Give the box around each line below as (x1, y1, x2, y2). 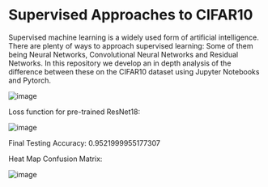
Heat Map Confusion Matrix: (8, 154, 103, 164)
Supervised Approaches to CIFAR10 (8, 6, 253, 24)
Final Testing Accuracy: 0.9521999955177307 (8, 138, 160, 147)
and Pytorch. (8, 75, 51, 85)
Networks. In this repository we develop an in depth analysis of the (8, 58, 232, 68)
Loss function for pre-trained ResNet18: (8, 107, 140, 117)
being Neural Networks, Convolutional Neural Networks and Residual (8, 49, 239, 59)
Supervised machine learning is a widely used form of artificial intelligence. (8, 32, 259, 42)
